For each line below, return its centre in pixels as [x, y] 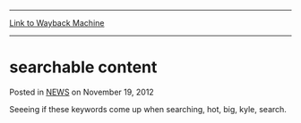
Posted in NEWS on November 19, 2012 [82, 92]
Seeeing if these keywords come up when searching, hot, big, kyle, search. [148, 109]
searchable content [83, 67]
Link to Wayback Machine [57, 23]
